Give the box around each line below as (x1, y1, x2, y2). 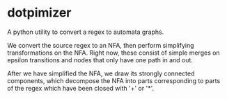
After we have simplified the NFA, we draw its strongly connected (7, 69, 195, 78)
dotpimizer (7, 5, 72, 21)
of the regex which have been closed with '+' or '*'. (7, 84, 155, 92)
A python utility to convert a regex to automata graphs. (7, 28, 164, 36)
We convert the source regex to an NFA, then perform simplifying (7, 41, 194, 49)
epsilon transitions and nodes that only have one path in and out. (7, 55, 194, 64)
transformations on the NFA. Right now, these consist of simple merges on (7, 48, 221, 57)
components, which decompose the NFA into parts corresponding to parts (7, 76, 221, 84)
